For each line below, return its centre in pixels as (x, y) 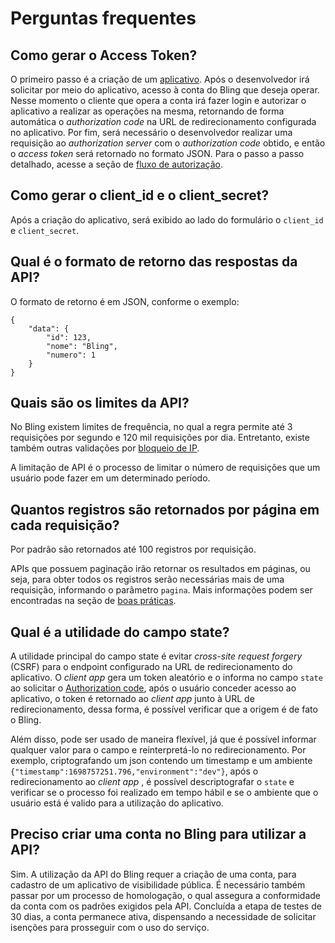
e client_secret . (45, 230)
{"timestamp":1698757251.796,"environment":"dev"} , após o (134, 771)
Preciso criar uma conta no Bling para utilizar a (158, 834)
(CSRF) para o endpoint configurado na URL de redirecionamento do (151, 667)
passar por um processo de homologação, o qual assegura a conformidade (165, 895)
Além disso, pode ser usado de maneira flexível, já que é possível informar (163, 739)
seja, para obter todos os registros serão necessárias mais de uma (147, 579)
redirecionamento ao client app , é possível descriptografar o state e (152, 782)
